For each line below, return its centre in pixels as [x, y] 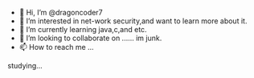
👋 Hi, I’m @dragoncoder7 [61, 12]
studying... [25, 66]
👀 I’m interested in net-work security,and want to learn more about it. [133, 21]
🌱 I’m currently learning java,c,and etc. [83, 29]
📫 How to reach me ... [56, 47]
